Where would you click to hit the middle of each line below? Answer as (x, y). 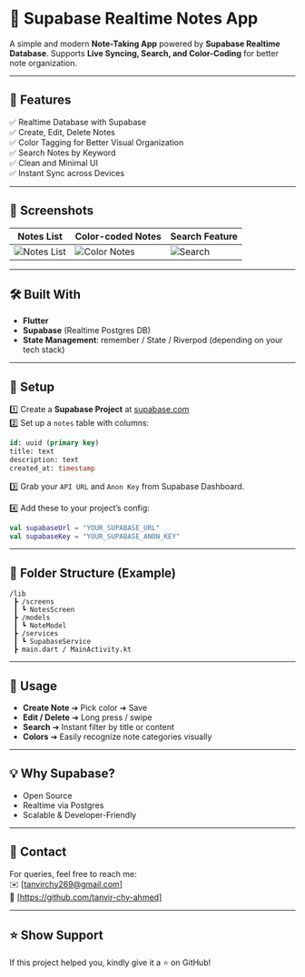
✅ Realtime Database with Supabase (78, 122)
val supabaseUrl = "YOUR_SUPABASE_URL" (85, 528)
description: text (44, 459)
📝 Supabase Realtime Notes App (134, 19)
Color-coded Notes (118, 236)
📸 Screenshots (52, 211)
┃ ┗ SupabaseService (52, 642)
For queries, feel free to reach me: (74, 873)
